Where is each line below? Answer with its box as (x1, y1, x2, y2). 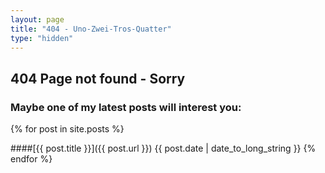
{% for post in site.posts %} (10, 123, 125, 135)
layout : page (10, 14, 65, 25)
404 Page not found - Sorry (10, 70, 186, 87)
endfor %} (10, 153, 53, 165)
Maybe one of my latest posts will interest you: (10, 100, 242, 114)
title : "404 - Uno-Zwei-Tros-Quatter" (10, 24, 172, 34)
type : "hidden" (10, 33, 74, 43)
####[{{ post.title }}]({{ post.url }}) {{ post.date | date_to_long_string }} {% (10, 142, 317, 155)
